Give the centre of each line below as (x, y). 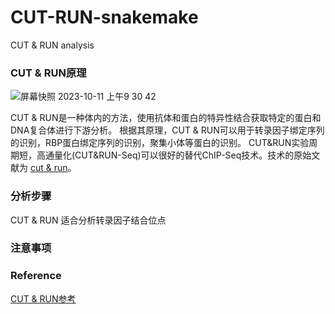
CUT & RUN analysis (52, 45)
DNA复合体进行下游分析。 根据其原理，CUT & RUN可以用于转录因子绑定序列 (167, 130)
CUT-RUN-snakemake (104, 17)
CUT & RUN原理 (48, 73)
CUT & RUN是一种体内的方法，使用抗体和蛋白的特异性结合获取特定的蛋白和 (166, 118)
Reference (36, 276)
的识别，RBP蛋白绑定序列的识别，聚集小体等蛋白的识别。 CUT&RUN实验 (160, 143)
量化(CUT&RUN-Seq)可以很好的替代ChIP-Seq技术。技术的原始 (182, 155)
